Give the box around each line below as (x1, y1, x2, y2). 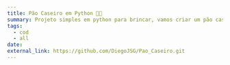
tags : (7, 22, 23, 29)
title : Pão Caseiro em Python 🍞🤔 (7, 9, 103, 17)
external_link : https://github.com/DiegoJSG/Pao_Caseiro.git (7, 48, 186, 55)
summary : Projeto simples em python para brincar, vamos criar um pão (7, 16, 213, 23)
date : (7, 41, 23, 48)
